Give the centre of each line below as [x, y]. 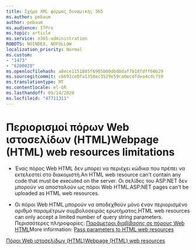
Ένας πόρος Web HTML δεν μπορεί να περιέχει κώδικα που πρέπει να [100, 168]
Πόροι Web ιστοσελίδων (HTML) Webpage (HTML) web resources [86, 241]
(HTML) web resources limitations [90, 152]
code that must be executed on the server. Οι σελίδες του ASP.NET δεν [101, 180]
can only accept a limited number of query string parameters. [88, 217]
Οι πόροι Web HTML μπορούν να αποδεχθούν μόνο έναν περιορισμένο [101, 204]
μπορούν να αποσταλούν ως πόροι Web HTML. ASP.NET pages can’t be [102, 187]
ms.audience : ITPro [30, 28]
